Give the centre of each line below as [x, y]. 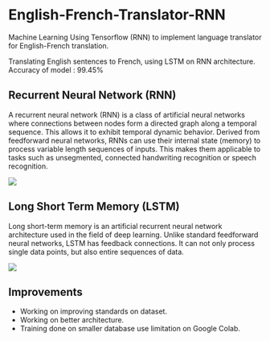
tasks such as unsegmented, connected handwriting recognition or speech [133, 157]
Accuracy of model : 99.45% [56, 69]
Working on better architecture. [72, 320]
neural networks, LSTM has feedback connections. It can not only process [132, 243]
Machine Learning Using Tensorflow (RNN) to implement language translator [135, 37]
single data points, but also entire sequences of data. [96, 252]
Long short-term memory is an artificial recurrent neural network [115, 226]
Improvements [45, 292]
